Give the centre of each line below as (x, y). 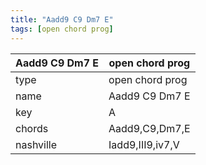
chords (32, 128)
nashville (36, 144)
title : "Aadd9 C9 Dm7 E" (62, 19)
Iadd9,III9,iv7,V (144, 144)
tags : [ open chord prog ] (62, 29)
